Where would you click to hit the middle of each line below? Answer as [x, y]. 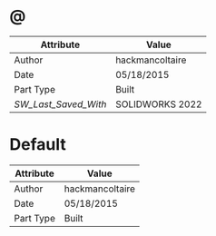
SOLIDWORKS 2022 [158, 103]
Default [38, 145]
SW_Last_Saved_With [60, 103]
